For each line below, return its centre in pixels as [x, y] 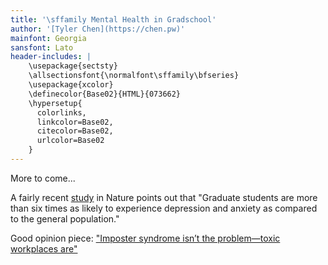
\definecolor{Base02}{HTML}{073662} [105, 94]
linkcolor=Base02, [75, 122]
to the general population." [65, 218]
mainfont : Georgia [48, 38]
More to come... [43, 178]
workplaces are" [44, 248]
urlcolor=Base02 [70, 141]
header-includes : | [51, 57]
